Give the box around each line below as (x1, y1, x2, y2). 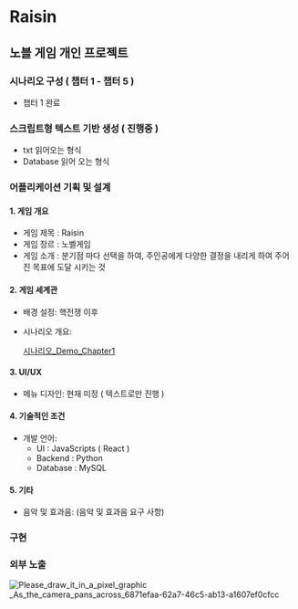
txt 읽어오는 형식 (22, 144, 82, 156)
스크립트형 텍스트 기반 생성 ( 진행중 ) (9, 121, 159, 134)
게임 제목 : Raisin (22, 227, 85, 238)
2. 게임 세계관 (9, 284, 58, 295)
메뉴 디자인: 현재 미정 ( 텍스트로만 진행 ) (22, 388, 165, 399)
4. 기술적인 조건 (9, 411, 66, 422)
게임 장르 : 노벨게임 (22, 239, 91, 250)
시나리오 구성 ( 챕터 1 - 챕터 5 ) (9, 75, 135, 88)
